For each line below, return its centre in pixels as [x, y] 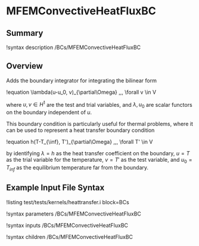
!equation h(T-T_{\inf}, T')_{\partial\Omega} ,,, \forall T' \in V [80, 142]
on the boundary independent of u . [49, 112]
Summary [25, 33]
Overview [25, 66]
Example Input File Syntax [55, 188]
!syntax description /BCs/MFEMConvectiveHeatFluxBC [74, 47]
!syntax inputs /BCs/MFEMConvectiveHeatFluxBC [67, 225]
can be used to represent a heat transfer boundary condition [80, 130]
